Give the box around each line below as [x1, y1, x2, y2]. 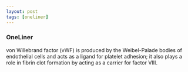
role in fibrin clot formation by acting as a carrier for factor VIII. [6, 59, 157, 66]
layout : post [6, 8, 38, 15]
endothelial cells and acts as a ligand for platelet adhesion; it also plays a [6, 53, 182, 60]
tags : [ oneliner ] [6, 14, 49, 20]
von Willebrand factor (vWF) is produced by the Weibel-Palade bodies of [6, 46, 182, 53]
